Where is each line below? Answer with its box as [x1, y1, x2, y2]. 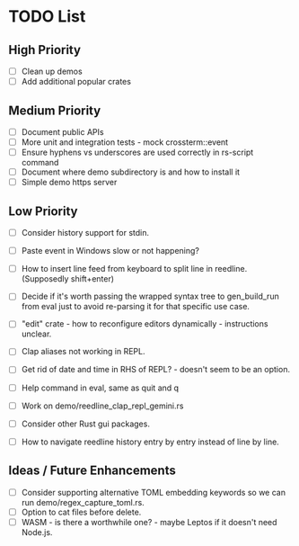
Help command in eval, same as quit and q [21, 382, 180, 393]
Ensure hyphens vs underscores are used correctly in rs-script [21, 147, 254, 158]
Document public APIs [21, 126, 104, 137]
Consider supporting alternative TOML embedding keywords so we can [21, 487, 286, 497]
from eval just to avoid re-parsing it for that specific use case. [21, 301, 251, 312]
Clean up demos [21, 66, 83, 76]
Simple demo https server [21, 177, 118, 188]
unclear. [21, 328, 52, 339]
